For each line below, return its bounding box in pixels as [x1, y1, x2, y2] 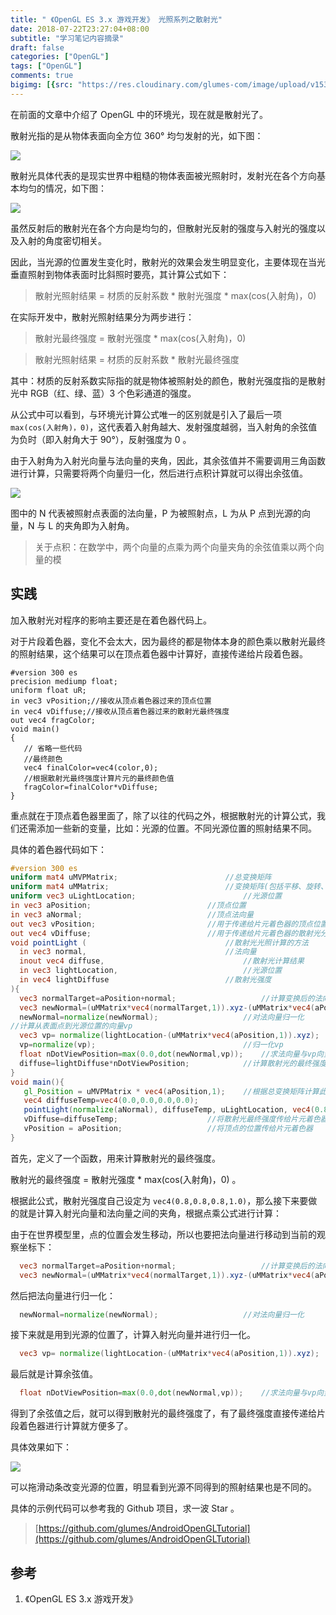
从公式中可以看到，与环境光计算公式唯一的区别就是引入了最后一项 [10, 408, 282, 420]
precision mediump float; [10, 676, 118, 686]
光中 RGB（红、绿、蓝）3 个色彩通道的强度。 [10, 387, 197, 399]
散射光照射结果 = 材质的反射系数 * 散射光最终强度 [34, 353, 240, 365]
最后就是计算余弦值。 [10, 1368, 98, 1380]
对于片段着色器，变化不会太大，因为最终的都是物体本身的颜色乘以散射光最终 [10, 635, 326, 647]
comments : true [10, 71, 74, 81]
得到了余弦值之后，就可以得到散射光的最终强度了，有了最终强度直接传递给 [10, 1407, 317, 1420]
